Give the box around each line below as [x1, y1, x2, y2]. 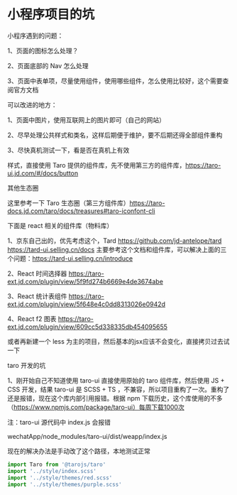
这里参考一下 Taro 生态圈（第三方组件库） [7, 198, 130, 207]
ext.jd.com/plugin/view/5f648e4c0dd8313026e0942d [7, 300, 165, 308]
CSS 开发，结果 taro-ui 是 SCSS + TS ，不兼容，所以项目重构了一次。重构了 [7, 385, 230, 393]
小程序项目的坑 [7, 6, 95, 23]
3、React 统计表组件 [7, 292, 67, 300]
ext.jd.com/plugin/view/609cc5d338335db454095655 [7, 322, 168, 331]
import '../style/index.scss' [7, 467, 97, 474]
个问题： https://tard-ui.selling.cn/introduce [7, 254, 133, 263]
